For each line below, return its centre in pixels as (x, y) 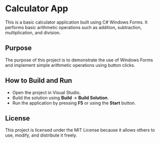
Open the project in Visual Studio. (46, 92)
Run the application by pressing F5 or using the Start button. (74, 103)
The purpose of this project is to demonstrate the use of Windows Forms (79, 60)
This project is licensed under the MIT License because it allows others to (80, 130)
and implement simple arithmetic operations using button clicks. (70, 65)
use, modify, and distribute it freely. (41, 135)
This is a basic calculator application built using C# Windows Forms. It (77, 22)
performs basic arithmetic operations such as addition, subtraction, (74, 27)
